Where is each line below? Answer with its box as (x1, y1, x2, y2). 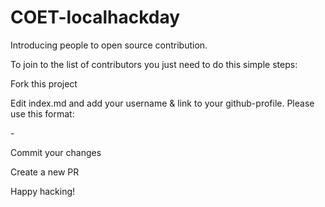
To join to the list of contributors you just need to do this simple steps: (10, 58, 298, 70)
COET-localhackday (10, 6, 181, 29)
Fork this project (10, 77, 78, 90)
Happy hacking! (10, 185, 76, 197)
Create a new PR (10, 166, 80, 178)
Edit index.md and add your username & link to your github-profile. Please (10, 97, 315, 109)
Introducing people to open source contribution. (10, 39, 208, 51)
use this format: (10, 107, 75, 120)
